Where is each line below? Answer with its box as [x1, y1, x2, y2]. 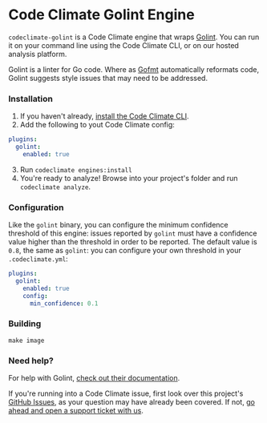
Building [8, 318, 42, 329]
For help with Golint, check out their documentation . [8, 373, 180, 383]
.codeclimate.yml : [8, 254, 68, 264]
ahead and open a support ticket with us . [8, 406, 144, 416]
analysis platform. [8, 49, 67, 58]
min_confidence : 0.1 [29, 299, 99, 308]
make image [8, 336, 45, 344]
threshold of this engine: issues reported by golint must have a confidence [8, 228, 257, 238]
